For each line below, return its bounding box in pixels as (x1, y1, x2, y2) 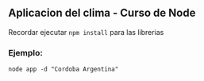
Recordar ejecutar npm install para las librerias (8, 27, 164, 37)
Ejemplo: (8, 47, 44, 58)
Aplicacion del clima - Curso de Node (8, 6, 196, 20)
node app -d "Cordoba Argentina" (8, 65, 119, 74)
